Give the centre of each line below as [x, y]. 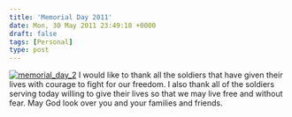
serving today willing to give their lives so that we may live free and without [146, 94]
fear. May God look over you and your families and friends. [116, 103]
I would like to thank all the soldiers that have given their [181, 75]
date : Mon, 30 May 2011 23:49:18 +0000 [83, 26]
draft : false [33, 33]
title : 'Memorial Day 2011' [61, 17]
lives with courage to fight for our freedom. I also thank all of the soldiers [142, 84]
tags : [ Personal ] [41, 42]
